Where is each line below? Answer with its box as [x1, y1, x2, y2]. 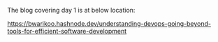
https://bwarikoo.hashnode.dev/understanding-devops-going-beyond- [7, 20, 212, 27]
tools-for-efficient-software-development [7, 27, 127, 35]
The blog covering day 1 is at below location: [7, 6, 136, 14]
